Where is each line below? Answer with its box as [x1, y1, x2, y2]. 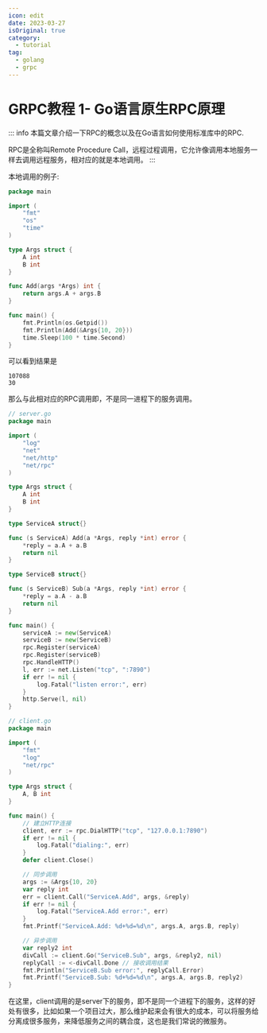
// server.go [8, 410, 52, 418]
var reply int [22, 885, 69, 893]
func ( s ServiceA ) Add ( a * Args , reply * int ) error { [8, 534, 187, 542]
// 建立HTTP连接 [22, 819, 72, 827]
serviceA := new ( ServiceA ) [22, 629, 112, 637]
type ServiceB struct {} [8, 570, 87, 579]
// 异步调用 [22, 937, 57, 945]
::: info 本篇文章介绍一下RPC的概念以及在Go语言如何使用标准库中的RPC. [8, 128, 245, 138]
